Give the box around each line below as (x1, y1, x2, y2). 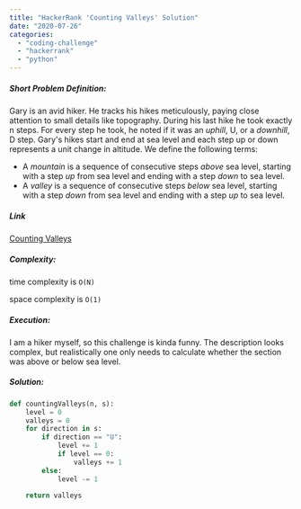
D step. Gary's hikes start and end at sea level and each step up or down (9, 134, 279, 145)
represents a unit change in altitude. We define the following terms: (9, 143, 258, 154)
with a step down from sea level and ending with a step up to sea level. (22, 190, 286, 201)
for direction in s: (25, 424, 102, 433)
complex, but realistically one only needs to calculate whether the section (9, 346, 282, 357)
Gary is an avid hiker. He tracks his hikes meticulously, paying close (9, 105, 260, 116)
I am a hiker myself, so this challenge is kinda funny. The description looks (9, 336, 285, 347)
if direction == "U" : (41, 433, 123, 442)
